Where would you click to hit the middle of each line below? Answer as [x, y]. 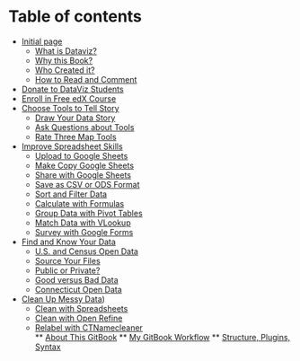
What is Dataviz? [66, 50]
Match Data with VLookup [83, 223]
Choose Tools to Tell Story [70, 108]
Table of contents [75, 17]
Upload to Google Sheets [81, 155]
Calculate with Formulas [79, 203]
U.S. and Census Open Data [86, 251]
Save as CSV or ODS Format [87, 184]
